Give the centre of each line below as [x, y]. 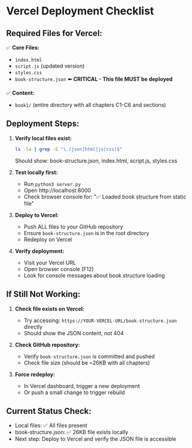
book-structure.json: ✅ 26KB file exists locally [71, 432]
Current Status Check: [49, 411]
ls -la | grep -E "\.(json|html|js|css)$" [68, 149]
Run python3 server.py [52, 184]
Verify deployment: [39, 251]
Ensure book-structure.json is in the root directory [86, 233]
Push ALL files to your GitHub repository [74, 227]
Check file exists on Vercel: [50, 309]
